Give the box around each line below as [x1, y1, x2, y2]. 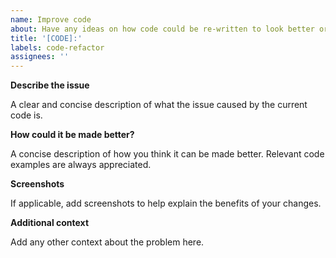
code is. [10, 109, 43, 121]
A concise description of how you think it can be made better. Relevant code [10, 148, 325, 160]
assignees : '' [10, 52, 70, 62]
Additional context [10, 217, 90, 229]
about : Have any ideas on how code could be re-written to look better [10, 24, 315, 34]
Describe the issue [10, 79, 90, 91]
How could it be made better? [10, 129, 135, 141]
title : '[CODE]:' [10, 33, 83, 43]
